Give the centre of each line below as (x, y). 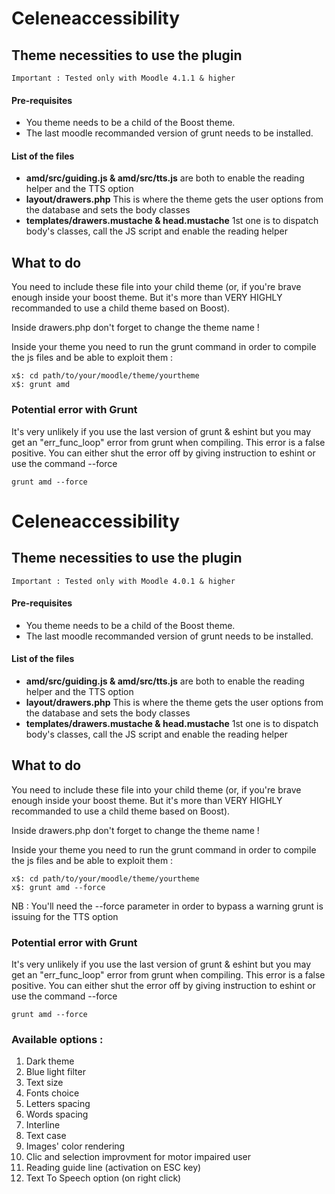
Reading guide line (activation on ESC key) (113, 1168)
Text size (44, 1083)
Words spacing (57, 1114)
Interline (43, 1125)
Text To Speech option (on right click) (103, 1178)
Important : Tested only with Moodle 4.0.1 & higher (123, 581)
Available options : (57, 1039)
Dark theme (50, 1061)
